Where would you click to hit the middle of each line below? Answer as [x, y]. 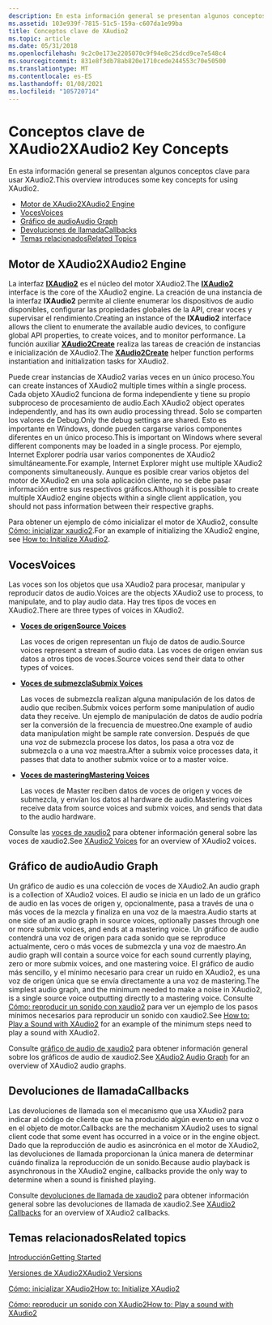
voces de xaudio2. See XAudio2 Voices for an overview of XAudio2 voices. [132, 841]
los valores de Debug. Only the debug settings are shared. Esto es [117, 420]
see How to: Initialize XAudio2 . [59, 540]
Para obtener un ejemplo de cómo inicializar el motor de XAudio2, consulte [134, 522]
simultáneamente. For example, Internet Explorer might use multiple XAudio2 [136, 463]
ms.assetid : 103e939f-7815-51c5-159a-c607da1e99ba [96, 24]
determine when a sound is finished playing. [82, 1179]
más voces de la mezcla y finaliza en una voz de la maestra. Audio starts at [132, 912]
